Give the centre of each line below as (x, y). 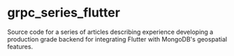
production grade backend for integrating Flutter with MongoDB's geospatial (117, 39)
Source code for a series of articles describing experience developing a (110, 32)
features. (20, 46)
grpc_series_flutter (64, 13)
